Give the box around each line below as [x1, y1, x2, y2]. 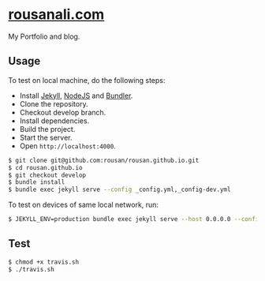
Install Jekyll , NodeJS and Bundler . [19, 91, 133, 100]
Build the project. [19, 124, 76, 133]
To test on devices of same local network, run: [8, 200, 159, 210]
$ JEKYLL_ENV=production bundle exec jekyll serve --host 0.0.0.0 [8, 215, 231, 223]
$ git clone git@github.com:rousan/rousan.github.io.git [8, 156, 200, 164]
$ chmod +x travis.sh [8, 258, 80, 266]
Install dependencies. [19, 116, 90, 126]
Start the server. [19, 133, 73, 142]
